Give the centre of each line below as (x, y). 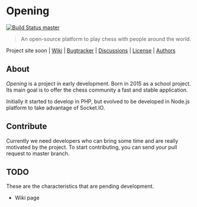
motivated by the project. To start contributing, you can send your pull (92, 147)
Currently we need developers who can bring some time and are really (92, 140)
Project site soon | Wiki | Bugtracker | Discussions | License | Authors (91, 50)
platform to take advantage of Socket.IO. (56, 108)
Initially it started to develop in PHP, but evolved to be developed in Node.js (98, 101)
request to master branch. (38, 153)
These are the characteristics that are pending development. (80, 186)
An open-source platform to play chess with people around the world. (106, 39)
